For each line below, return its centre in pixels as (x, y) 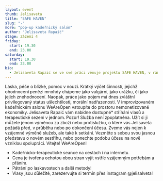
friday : (13, 41)
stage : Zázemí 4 (21, 37)
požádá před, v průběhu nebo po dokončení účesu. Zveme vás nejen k (76, 128)
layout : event (19, 9)
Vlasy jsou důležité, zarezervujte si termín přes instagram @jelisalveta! (82, 173)
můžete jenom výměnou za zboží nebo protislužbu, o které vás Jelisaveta (78, 122)
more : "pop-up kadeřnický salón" (39, 28)
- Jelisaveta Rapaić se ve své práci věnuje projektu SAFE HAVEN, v (80, 73)
